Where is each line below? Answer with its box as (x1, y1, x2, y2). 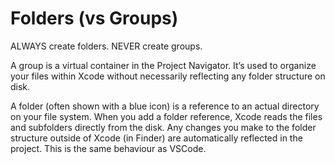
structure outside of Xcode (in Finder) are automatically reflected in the (10, 132, 303, 144)
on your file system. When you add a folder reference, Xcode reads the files (10, 110, 323, 122)
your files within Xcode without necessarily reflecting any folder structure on (10, 70, 326, 82)
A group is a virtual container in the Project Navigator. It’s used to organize (10, 59, 317, 71)
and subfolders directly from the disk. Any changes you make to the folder (10, 121, 317, 133)
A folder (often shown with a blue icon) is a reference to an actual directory (10, 100, 320, 112)
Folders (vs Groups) (10, 7, 179, 30)
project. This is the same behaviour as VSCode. (10, 142, 207, 154)
